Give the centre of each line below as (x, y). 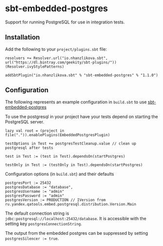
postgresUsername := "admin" (35, 191)
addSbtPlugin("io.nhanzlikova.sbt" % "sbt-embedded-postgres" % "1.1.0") (82, 75)
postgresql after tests (29, 148)
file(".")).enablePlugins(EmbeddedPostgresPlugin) (58, 135)
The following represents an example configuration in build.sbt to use (76, 102)
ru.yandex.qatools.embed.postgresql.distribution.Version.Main (71, 204)
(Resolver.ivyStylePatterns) (35, 66)
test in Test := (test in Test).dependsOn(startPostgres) (65, 156)
